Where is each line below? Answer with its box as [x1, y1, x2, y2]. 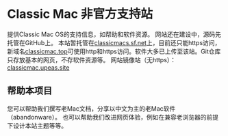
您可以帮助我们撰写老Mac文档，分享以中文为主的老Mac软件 [7, 104, 176, 113]
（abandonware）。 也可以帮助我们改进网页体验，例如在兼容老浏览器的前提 [7, 113, 219, 121]
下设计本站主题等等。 [7, 121, 67, 130]
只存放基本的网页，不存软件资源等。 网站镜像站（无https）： [7, 55, 177, 64]
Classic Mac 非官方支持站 [7, 6, 153, 22]
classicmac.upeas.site [7, 63, 70, 72]
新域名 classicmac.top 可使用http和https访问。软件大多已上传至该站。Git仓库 [7, 47, 221, 55]
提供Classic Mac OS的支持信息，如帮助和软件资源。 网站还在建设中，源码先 [7, 30, 221, 38]
